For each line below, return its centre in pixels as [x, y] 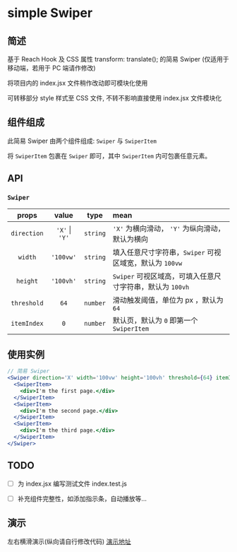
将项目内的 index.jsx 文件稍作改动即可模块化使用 [78, 83]
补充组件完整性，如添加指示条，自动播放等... [82, 498]
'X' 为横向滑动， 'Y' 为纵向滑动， [169, 228]
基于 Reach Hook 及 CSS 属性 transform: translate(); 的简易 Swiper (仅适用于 [118, 59]
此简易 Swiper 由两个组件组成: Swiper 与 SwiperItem [82, 141]
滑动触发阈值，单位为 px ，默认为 [168, 300]
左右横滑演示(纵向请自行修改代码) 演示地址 [69, 541]
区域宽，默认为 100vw [147, 263]
